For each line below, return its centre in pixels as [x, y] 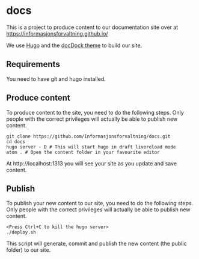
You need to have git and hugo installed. [56, 78]
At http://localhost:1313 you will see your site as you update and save [92, 163]
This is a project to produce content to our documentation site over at [92, 27]
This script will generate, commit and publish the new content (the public [96, 244]
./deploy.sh [21, 232]
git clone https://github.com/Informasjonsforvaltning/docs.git [88, 136]
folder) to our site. [29, 250]
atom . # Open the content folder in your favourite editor [83, 152]
